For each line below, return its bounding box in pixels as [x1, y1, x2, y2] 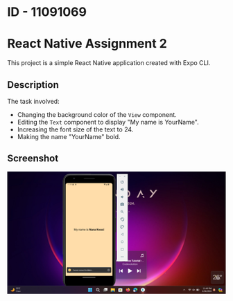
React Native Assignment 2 [7, 36, 168, 52]
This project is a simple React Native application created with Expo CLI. [7, 59, 211, 67]
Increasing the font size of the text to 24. [17, 125, 134, 134]
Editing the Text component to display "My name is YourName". [17, 118, 199, 126]
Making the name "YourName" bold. [17, 132, 121, 140]
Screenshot [7, 153, 59, 165]
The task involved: [7, 97, 60, 105]
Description [7, 79, 59, 91]
